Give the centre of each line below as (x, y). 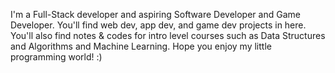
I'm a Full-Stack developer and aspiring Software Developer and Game (155, 14)
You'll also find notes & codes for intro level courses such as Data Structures (168, 35)
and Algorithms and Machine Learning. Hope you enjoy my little (141, 46)
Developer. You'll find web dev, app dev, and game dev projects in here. (158, 25)
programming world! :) (56, 57)
